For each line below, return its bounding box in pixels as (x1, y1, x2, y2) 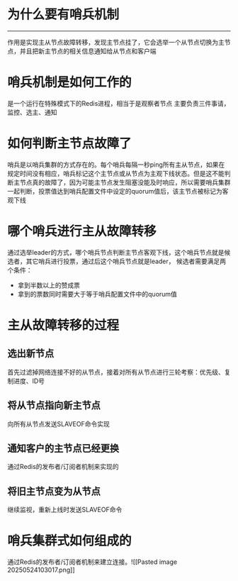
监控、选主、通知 (7, 108, 57, 116)
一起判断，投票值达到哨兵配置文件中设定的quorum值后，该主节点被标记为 (7, 187, 223, 195)
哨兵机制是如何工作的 (7, 74, 132, 91)
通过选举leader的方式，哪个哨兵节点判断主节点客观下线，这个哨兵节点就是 (7, 248, 225, 256)
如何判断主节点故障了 (7, 135, 132, 152)
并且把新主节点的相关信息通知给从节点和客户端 (19, 47, 157, 55)
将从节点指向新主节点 (7, 399, 101, 411)
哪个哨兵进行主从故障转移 (7, 223, 157, 239)
